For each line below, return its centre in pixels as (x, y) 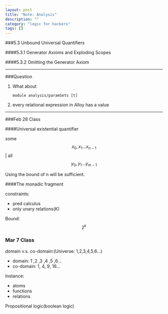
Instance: (15, 276)
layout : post (19, 10)
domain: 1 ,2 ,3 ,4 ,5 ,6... (37, 261)
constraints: (17, 194)
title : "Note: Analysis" (31, 15)
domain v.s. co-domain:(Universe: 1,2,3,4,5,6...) (54, 251)
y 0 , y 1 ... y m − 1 (84, 164)
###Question (19, 77)
